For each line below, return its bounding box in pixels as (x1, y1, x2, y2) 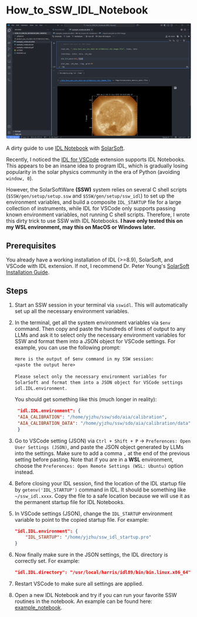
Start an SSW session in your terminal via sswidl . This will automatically (14, 301, 188, 308)
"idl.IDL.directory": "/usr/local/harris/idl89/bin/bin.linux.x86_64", (14, 569, 193, 576)
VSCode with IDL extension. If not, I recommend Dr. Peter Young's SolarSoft (6, 263, 189, 270)
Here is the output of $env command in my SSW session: (14, 356, 154, 362)
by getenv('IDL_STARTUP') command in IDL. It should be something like (14, 486, 186, 493)
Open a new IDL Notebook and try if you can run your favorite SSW (14, 592, 177, 599)
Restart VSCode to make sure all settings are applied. (14, 580, 144, 588)
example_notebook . (14, 604, 63, 611)
